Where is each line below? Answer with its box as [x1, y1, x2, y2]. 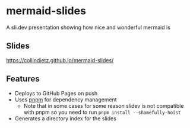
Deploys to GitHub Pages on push [14, 89, 98, 97]
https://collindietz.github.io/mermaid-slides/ [6, 56, 114, 63]
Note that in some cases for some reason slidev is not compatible [23, 102, 184, 109]
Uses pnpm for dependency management [14, 96, 117, 103]
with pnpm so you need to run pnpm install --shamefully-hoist [23, 108, 181, 116]
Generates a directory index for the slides [14, 114, 117, 122]
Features [6, 74, 40, 84]
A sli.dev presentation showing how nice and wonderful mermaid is [6, 24, 171, 31]
